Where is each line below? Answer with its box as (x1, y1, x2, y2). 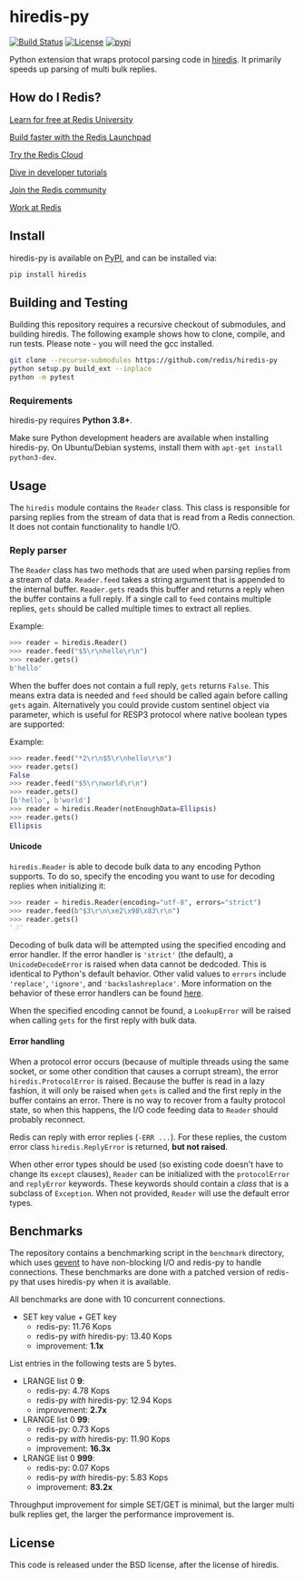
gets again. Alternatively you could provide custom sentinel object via (9, 699, 270, 710)
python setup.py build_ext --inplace (9, 365, 152, 374)
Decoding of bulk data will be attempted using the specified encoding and (9, 939, 286, 950)
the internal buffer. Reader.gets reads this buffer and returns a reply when (9, 584, 285, 595)
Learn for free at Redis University (9, 113, 133, 124)
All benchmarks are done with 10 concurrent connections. (9, 1294, 226, 1305)
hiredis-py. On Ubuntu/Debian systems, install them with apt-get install (9, 442, 283, 453)
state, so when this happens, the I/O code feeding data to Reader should (9, 1104, 279, 1115)
